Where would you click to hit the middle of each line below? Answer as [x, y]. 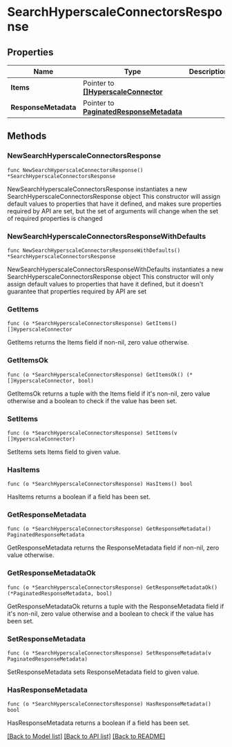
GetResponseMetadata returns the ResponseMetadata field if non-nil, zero [113, 548]
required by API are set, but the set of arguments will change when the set [113, 211]
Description [209, 71]
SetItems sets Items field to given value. [64, 452]
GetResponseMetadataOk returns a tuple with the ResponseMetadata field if [116, 606]
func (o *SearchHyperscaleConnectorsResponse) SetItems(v [92, 433]
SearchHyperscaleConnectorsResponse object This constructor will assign [114, 196]
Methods [27, 136]
